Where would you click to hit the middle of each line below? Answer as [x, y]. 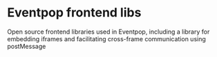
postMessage [27, 46]
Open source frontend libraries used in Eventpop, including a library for [108, 32]
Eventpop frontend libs [74, 13]
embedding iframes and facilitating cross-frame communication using [106, 38]
